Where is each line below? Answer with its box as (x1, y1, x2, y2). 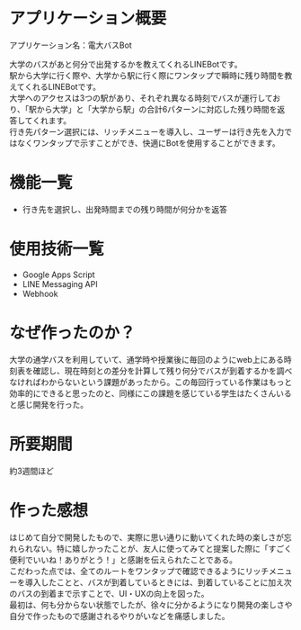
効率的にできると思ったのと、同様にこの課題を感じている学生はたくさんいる (9, 388, 292, 399)
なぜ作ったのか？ (9, 323, 137, 343)
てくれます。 (24, 114, 72, 126)
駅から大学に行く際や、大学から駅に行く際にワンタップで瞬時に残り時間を (9, 69, 285, 81)
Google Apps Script (22, 269, 96, 280)
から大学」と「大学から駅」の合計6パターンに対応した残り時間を (36, 103, 278, 114)
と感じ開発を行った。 (9, 399, 88, 409)
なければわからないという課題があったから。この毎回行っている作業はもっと (9, 376, 293, 387)
